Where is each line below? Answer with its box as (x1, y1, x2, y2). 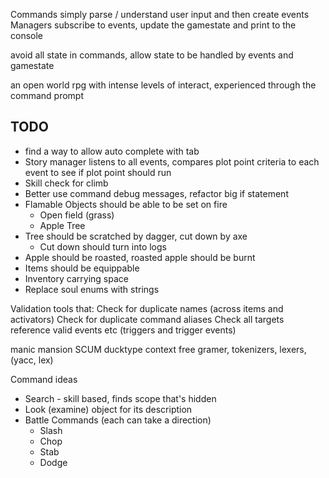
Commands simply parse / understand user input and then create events (10, 9, 310, 20)
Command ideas (10, 373, 78, 385)
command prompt (10, 90, 84, 101)
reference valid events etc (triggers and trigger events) (10, 324, 237, 336)
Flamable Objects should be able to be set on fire (24, 198, 228, 210)
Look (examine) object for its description (24, 403, 193, 415)
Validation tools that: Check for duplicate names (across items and (10, 302, 284, 314)
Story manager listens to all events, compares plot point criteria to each (24, 155, 320, 168)
